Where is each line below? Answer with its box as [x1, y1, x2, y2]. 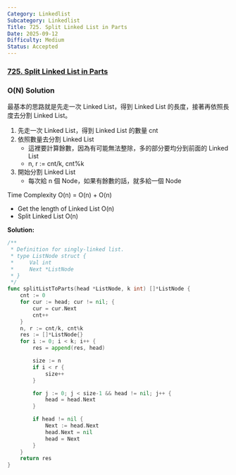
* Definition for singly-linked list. [10, 246, 125, 253]
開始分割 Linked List [17, 168, 76, 177]
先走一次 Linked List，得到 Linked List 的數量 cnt [17, 127, 159, 135]
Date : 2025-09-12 [7, 30, 58, 37]
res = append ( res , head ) [32, 344, 106, 352]
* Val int [10, 259, 52, 266]
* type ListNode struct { [10, 252, 87, 259]
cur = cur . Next [32, 305, 77, 312]
